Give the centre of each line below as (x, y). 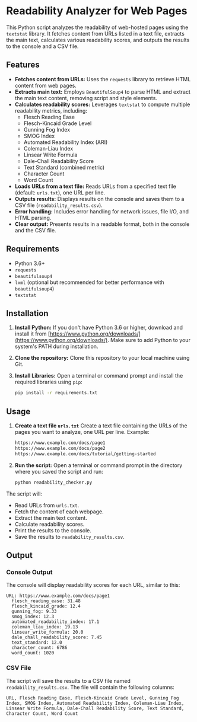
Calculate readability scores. (50, 524)
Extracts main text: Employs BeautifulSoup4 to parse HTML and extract (103, 92)
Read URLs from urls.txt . (47, 505)
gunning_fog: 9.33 (34, 612)
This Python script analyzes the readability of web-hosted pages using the (97, 27)
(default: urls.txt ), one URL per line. (60, 192)
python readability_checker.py (53, 482)
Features (23, 65)
